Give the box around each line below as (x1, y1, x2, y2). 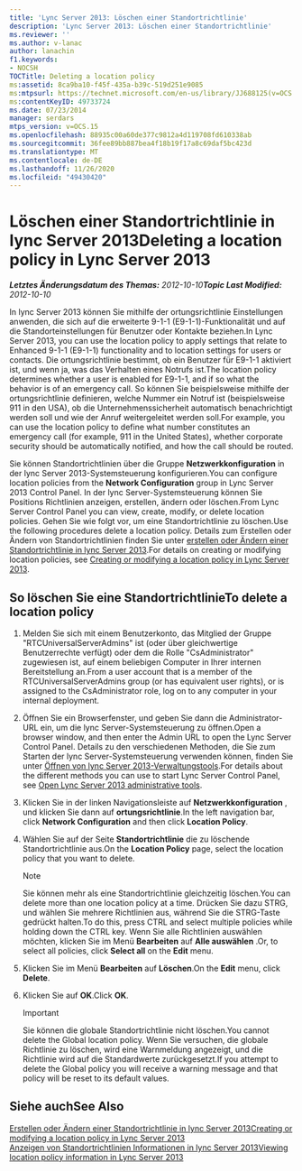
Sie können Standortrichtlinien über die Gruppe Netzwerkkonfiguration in (9, 458, 285, 469)
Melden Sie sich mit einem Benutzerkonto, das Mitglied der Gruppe (22, 628, 272, 639)
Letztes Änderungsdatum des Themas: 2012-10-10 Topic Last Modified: (9, 280, 282, 290)
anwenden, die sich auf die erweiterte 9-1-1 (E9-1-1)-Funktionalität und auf (9, 317, 286, 327)
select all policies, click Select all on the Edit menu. (22, 945, 214, 956)
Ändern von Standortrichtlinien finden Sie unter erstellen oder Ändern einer (9, 535, 288, 546)
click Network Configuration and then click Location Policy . (22, 816, 249, 826)
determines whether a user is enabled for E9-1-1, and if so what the (9, 373, 260, 384)
